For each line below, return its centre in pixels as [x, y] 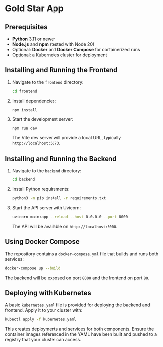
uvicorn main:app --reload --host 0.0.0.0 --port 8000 [70, 217]
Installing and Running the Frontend [61, 70]
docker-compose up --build [33, 268]
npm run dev [25, 128]
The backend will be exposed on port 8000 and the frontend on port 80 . [77, 278]
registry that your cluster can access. [43, 340]
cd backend [24, 180]
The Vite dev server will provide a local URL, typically [67, 138]
